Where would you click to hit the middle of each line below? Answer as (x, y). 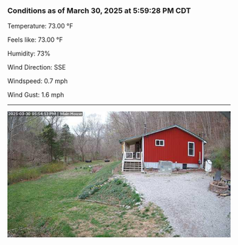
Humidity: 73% (29, 54)
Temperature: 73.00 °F (40, 26)
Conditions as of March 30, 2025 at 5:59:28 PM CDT (99, 11)
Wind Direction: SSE (36, 67)
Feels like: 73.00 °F (35, 40)
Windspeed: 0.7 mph (38, 81)
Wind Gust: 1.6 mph (36, 95)
